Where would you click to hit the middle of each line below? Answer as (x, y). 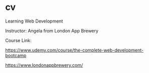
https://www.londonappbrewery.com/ (44, 65)
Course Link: (18, 40)
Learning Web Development (34, 21)
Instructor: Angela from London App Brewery (52, 30)
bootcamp (16, 55)
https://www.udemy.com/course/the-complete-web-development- (74, 50)
